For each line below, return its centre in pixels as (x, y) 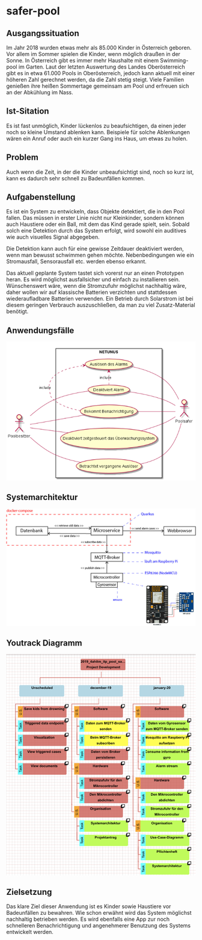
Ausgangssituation (43, 33)
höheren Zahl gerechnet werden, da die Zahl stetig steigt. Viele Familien (95, 80)
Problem (23, 157)
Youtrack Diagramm (44, 643)
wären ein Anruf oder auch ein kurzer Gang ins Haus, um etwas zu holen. (97, 138)
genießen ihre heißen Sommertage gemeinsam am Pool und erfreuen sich (98, 86)
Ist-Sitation (28, 111)
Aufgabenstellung (41, 197)
